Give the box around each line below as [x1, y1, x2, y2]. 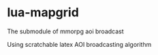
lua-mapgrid [7, 5, 80, 20]
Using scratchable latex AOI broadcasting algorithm [7, 40, 152, 48]
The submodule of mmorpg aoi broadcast [7, 27, 124, 35]
